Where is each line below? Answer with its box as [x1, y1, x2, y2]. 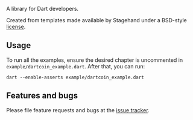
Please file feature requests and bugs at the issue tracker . [6, 106, 150, 113]
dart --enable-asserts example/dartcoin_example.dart [6, 74, 145, 80]
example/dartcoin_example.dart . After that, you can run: [6, 62, 145, 70]
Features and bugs [6, 91, 78, 101]
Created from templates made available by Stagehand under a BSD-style [6, 17, 187, 23]
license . [6, 23, 26, 30]
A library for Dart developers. [6, 5, 79, 12]
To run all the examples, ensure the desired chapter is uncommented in [6, 56, 183, 64]
